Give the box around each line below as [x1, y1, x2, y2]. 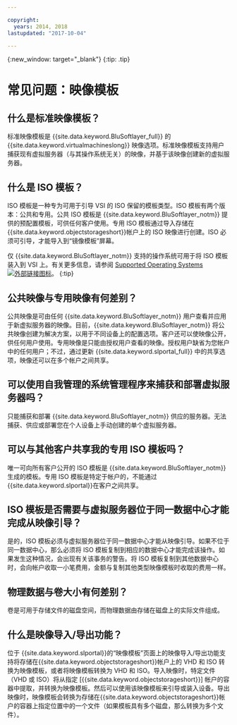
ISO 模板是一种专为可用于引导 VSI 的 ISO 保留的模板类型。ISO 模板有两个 [7, 202, 220, 210]
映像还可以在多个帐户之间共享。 [19, 356, 113, 364]
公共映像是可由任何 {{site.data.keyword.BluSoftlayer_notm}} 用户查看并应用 [7, 312, 227, 320]
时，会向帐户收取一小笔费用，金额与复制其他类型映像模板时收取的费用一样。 [7, 563, 230, 572]
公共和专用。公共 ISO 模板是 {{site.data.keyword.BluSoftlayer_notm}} [19, 210, 220, 219]
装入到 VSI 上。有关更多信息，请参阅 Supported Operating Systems [7, 260, 203, 269]
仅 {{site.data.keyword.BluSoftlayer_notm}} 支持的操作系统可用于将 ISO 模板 [7, 252, 228, 260]
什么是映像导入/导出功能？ [7, 628, 123, 640]
